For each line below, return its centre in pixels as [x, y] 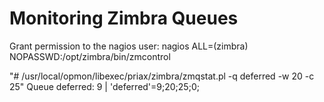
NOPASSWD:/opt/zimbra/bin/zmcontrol [90, 56]
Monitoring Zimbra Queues [124, 18]
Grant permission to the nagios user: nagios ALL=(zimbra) [129, 46]
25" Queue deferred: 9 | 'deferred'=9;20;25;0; [104, 86]
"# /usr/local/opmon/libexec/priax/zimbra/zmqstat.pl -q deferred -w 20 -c [162, 76]
